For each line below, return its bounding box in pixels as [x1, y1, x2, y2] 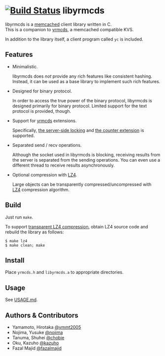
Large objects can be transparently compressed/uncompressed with [12, 181, 152, 187]
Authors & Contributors [5, 311, 79, 319]
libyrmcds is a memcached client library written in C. [5, 21, 112, 27]
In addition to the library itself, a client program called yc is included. [5, 36, 144, 42]
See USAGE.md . [5, 297, 38, 303]
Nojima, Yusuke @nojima [12, 329, 63, 335]
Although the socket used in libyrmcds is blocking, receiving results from [12, 151, 161, 158]
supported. [12, 133, 35, 138]
